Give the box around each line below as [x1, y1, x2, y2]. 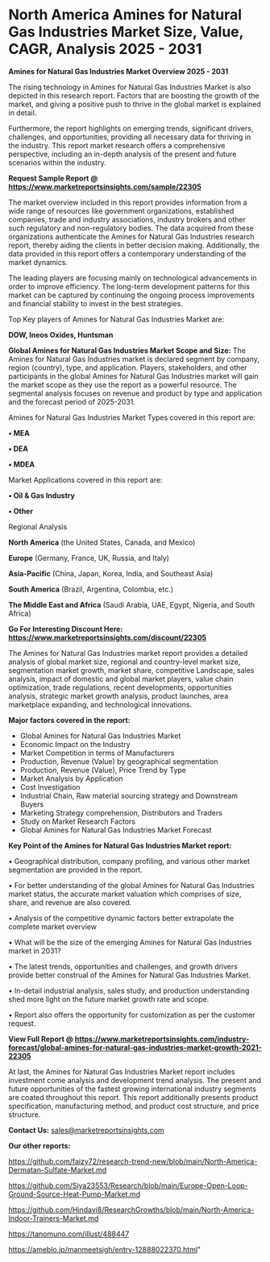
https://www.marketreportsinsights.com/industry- [74, 1034, 250, 1044]
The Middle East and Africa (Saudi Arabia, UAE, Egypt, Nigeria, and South [8, 600, 255, 609]
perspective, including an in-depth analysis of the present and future [8, 149, 237, 159]
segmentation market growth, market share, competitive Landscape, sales [8, 665, 255, 675]
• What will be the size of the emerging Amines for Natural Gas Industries [8, 937, 252, 947]
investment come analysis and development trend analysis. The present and [8, 1075, 262, 1085]
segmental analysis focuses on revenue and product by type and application [8, 388, 262, 398]
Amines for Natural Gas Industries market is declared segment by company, [8, 354, 260, 363]
